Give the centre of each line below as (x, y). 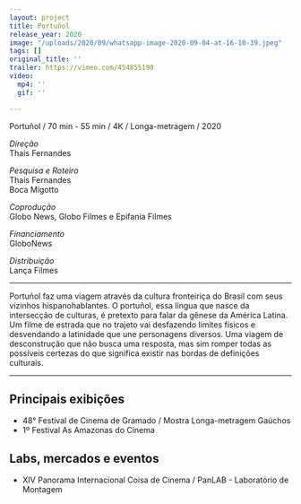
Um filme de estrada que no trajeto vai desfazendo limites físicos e (133, 325)
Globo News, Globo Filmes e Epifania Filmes (90, 216)
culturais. (26, 362)
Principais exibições (67, 399)
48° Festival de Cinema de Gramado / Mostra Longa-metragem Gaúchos (156, 421)
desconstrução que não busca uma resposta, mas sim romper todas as (140, 343)
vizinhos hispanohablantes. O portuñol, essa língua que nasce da (129, 305)
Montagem (42, 490)
